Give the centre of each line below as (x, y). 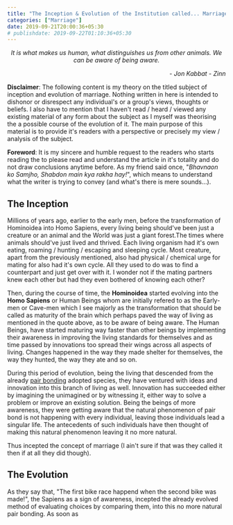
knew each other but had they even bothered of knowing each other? (106, 280)
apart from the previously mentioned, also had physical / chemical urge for (114, 257)
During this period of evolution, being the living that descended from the (110, 373)
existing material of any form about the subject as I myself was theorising (112, 117)
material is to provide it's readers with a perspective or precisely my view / (114, 131)
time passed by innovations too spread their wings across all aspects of (110, 345)
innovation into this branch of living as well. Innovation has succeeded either (116, 388)
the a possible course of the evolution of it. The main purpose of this (105, 124)
